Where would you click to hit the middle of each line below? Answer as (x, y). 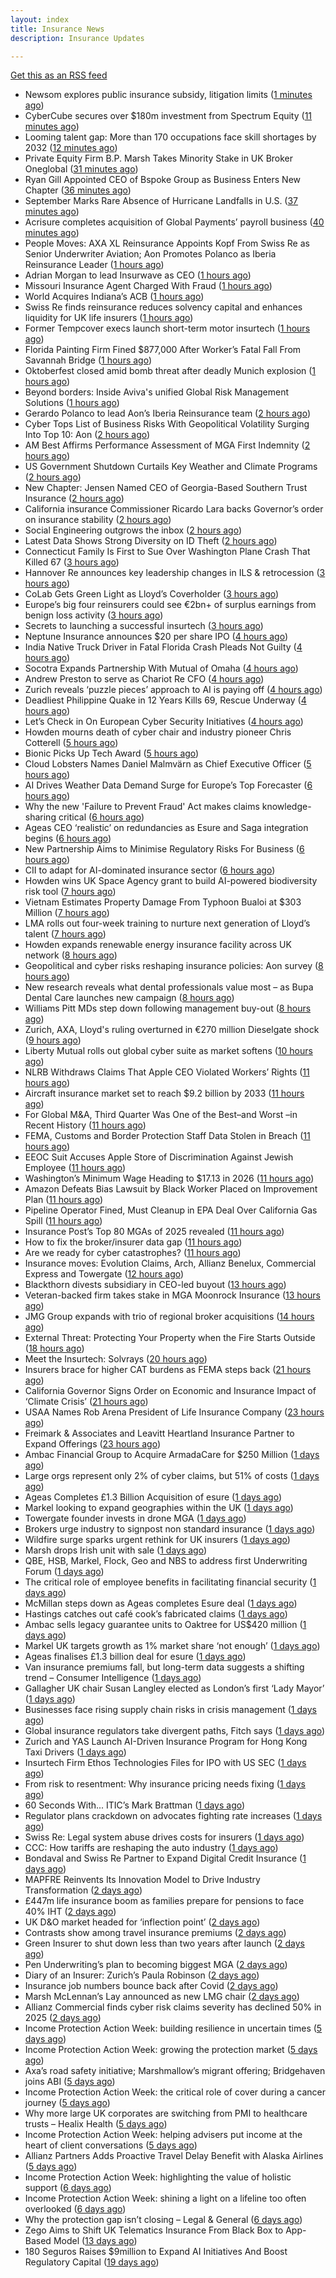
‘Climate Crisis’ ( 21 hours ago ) (86, 1402)
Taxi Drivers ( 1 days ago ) (75, 1752)
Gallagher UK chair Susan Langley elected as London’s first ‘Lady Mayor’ (174, 1688)
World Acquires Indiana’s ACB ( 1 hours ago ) (114, 297)
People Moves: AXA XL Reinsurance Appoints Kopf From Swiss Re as (167, 243)
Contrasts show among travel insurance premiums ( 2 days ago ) (155, 1933)
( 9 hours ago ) (53, 1040)
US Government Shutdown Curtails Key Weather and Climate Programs (171, 467)
